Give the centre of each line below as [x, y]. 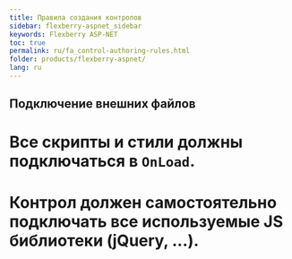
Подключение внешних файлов [103, 104]
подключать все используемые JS [146, 221]
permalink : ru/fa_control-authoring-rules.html [100, 51]
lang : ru [26, 68]
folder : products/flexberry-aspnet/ [77, 59]
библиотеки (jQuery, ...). [104, 241]
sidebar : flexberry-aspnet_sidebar [76, 26]
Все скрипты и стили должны [126, 142]
